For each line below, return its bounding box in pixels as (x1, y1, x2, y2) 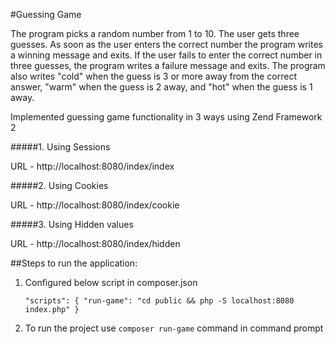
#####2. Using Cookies (10, 180, 109, 191)
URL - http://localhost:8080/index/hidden (10, 238, 181, 249)
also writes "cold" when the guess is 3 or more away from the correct (10, 70, 298, 82)
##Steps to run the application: (10, 257, 138, 269)
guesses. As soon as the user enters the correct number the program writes (10, 39, 323, 50)
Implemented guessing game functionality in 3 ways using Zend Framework (10, 111, 323, 123)
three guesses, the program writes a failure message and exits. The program (10, 60, 326, 71)
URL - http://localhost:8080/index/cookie (10, 199, 180, 211)
